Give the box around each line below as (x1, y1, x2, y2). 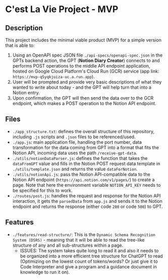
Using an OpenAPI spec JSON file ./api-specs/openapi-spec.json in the (12, 52, 163, 58)
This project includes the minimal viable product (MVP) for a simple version (5, 37, 161, 43)
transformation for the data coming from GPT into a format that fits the (12, 144, 159, 150)
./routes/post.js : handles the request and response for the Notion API (12, 193, 161, 199)
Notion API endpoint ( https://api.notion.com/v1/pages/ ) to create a (12, 177, 155, 183)
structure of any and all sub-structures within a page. (12, 242, 124, 248)
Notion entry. (12, 90, 40, 95)
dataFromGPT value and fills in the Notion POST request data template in (12, 160, 160, 166)
